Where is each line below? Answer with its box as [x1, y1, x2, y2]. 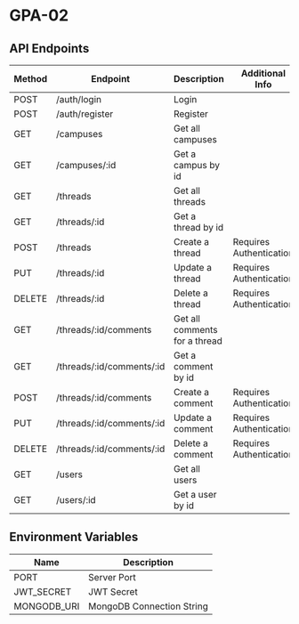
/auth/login [56, 93, 102, 105]
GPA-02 [9, 5, 69, 26]
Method [13, 73, 48, 85]
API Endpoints [9, 41, 90, 56]
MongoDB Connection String [88, 600, 209, 612]
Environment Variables [9, 530, 139, 545]
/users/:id [56, 494, 96, 506]
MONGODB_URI [13, 600, 80, 612]
